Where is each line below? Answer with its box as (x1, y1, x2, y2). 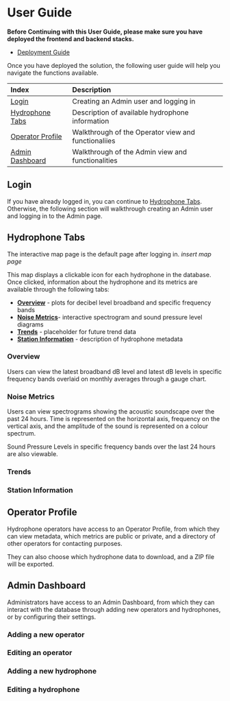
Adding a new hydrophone (7, 667, 97, 676)
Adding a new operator (7, 630, 85, 639)
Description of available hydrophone (72, 108, 190, 117)
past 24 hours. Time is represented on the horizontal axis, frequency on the (7, 415, 220, 423)
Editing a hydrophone (7, 685, 80, 694)
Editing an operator (7, 648, 73, 658)
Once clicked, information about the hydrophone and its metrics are (7, 278, 198, 286)
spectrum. (7, 429, 36, 438)
